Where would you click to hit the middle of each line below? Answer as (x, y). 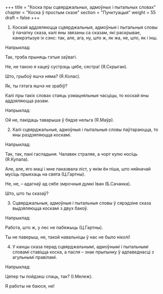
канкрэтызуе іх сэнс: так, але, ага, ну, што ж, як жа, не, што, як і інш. (85, 38)
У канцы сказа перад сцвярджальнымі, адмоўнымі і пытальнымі (81, 247)
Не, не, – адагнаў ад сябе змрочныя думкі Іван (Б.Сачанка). (68, 184)
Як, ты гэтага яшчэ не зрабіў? (36, 86)
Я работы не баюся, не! (30, 286)
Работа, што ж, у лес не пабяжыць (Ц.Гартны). (54, 227)
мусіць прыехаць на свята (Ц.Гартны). (45, 174)
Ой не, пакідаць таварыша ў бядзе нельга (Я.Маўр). (60, 120)
